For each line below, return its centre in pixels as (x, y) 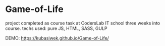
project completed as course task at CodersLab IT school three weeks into (83, 23)
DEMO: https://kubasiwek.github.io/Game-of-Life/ (57, 38)
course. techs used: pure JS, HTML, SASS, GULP (56, 28)
